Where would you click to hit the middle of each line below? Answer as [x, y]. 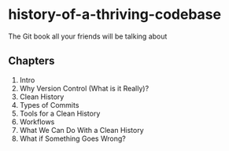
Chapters [31, 61]
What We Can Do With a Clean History [81, 130]
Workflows [37, 122]
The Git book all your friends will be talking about [88, 36]
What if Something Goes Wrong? [72, 138]
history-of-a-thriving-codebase [115, 15]
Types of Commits [49, 105]
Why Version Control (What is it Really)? [84, 88]
